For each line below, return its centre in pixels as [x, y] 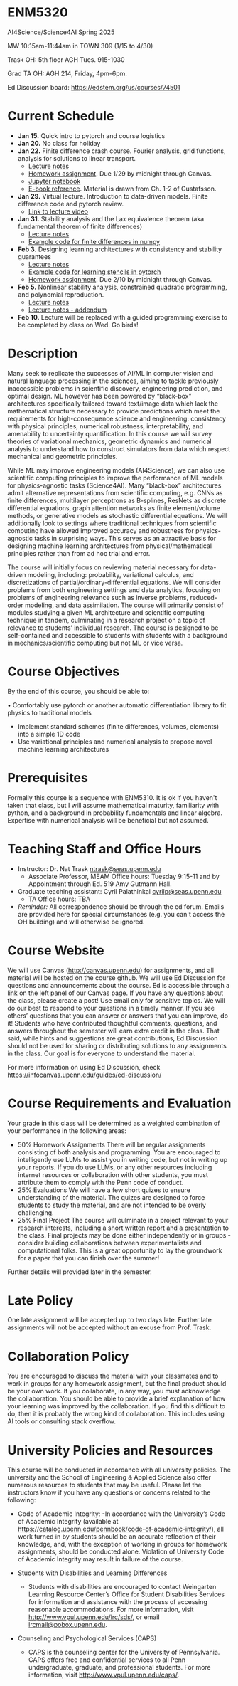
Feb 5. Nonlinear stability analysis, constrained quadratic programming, [122, 287]
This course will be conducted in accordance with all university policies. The [119, 1470]
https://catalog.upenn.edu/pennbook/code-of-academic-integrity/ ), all [121, 1529]
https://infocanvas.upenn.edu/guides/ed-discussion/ [85, 1075]
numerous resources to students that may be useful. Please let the [104, 1485]
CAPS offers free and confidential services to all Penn [107, 1660]
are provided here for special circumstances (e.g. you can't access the [121, 914]
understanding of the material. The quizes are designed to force [111, 1197]
